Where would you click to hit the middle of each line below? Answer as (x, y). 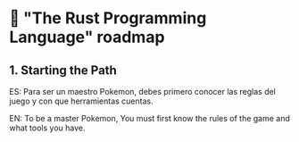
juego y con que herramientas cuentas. (81, 101)
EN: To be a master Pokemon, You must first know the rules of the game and (149, 118)
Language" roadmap (87, 37)
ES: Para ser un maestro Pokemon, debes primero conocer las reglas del (143, 92)
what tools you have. (47, 128)
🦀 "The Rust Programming (108, 18)
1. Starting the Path (63, 70)
